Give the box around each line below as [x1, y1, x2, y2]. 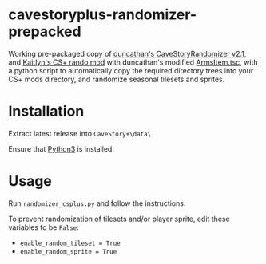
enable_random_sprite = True [19, 247, 117, 256]
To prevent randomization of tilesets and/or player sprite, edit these [8, 214, 230, 223]
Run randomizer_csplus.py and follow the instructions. [8, 198, 186, 208]
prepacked [8, 22, 81, 41]
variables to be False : [8, 222, 80, 232]
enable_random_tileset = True [19, 239, 121, 247]
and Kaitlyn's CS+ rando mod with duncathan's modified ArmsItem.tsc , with [8, 57, 258, 67]
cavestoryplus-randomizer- [8, 6, 197, 24]
